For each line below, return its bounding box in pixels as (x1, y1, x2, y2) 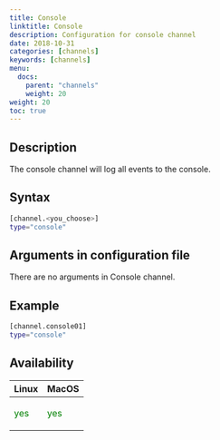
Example (9, 298, 60, 313)
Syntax (9, 190, 51, 205)
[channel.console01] (9, 322, 88, 331)
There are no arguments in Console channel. (9, 271, 176, 282)
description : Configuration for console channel (9, 30, 196, 39)
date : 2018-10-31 (9, 38, 75, 48)
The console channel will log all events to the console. (9, 164, 211, 175)
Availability (9, 356, 74, 371)
